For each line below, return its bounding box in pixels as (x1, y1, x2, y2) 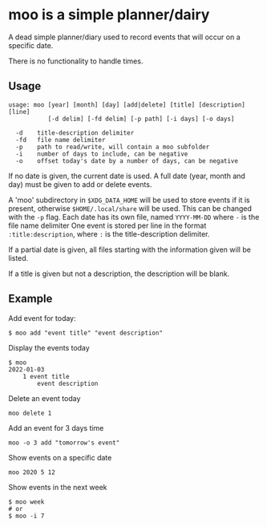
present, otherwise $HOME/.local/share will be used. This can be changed (8, 203, 253, 213)
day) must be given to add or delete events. (8, 179, 152, 189)
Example (8, 292, 53, 306)
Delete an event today (8, 393, 81, 403)
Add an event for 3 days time (8, 423, 104, 432)
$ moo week (8, 497, 45, 506)
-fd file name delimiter (15, 136, 106, 144)
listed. (8, 253, 29, 262)
